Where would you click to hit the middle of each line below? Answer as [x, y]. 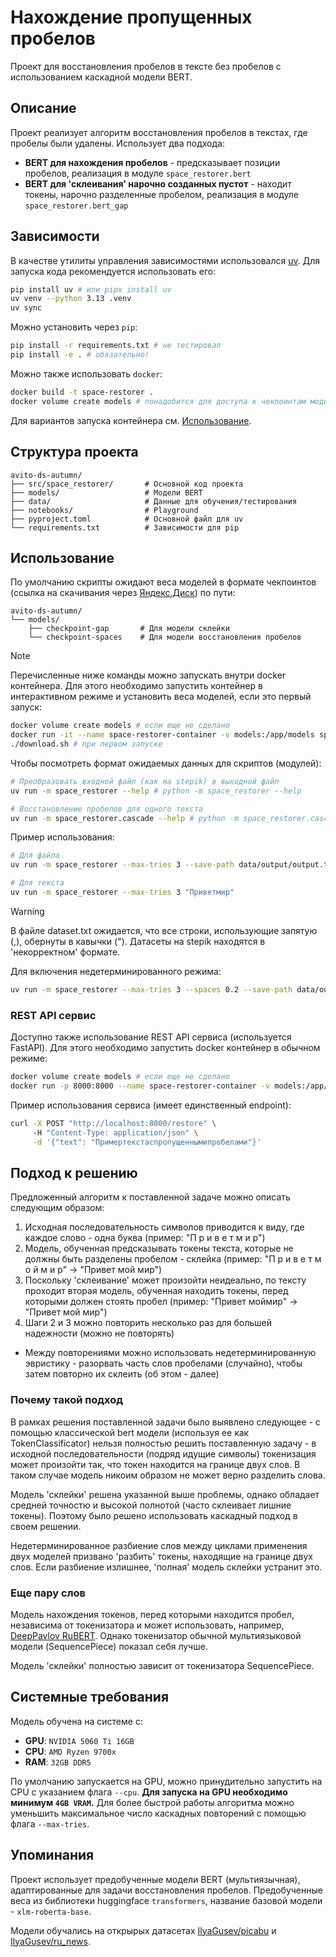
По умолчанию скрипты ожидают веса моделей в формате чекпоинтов [163, 582]
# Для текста [37, 883]
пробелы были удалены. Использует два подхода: [117, 143]
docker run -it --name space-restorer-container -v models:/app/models [162, 735]
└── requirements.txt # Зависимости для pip [125, 527]
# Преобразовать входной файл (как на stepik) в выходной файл [145, 781]
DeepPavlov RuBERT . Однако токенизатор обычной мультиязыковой [156, 1635]
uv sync [26, 308]
